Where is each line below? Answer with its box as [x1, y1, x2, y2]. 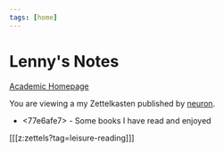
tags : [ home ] [9, 12, 58, 22]
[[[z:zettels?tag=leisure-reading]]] [9, 132, 135, 143]
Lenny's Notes [9, 51, 120, 71]
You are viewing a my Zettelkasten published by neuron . [9, 98, 216, 108]
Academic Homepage [9, 81, 89, 92]
